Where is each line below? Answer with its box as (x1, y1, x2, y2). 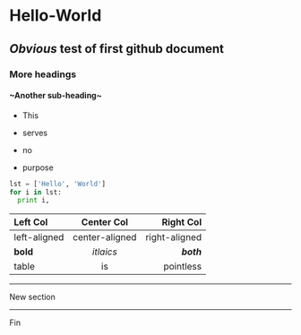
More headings (9, 68, 77, 81)
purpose (21, 162, 54, 173)
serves (21, 127, 47, 138)
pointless (163, 261, 202, 273)
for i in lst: (9, 187, 63, 197)
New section (9, 292, 56, 303)
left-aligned (13, 231, 64, 244)
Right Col (161, 216, 202, 228)
